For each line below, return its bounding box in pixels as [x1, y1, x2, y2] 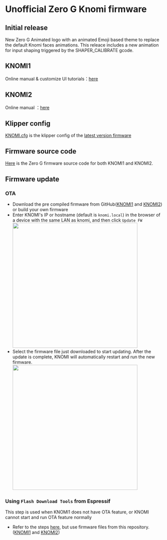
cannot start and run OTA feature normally [5, 514, 92, 520]
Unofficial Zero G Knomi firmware [5, 4, 147, 15]
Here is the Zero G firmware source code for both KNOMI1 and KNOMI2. [5, 160, 154, 166]
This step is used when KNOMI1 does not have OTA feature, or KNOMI [5, 509, 150, 515]
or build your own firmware [12, 206, 68, 212]
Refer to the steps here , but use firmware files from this [12, 524, 126, 530]
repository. [127, 524, 150, 530]
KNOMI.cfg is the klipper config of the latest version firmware [5, 133, 132, 139]
